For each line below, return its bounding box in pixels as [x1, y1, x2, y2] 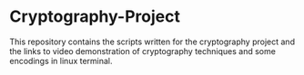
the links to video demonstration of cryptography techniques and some [9, 45, 276, 56]
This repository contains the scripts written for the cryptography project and [9, 36, 296, 47]
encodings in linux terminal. [9, 55, 113, 66]
